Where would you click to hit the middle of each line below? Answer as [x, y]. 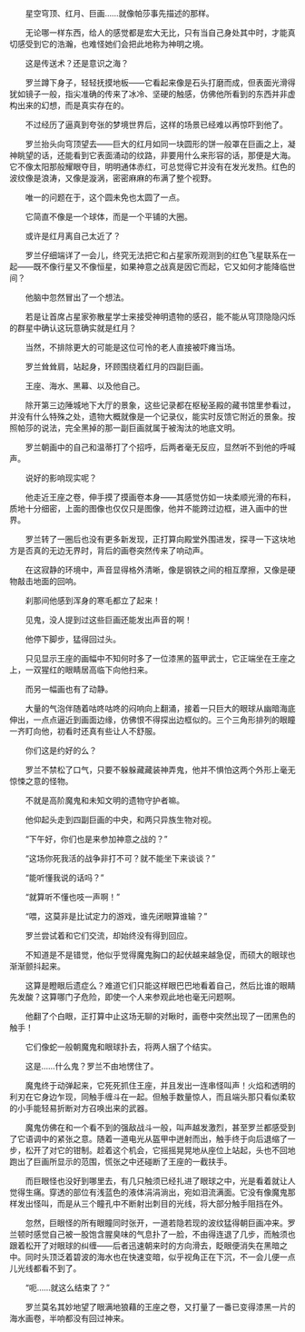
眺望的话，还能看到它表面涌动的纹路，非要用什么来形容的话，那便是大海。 [156, 155]
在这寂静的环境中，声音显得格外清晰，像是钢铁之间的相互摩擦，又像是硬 [160, 570]
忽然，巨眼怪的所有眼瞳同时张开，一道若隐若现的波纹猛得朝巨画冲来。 [156, 1223]
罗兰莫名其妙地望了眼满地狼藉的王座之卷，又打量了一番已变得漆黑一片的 [160, 1307]
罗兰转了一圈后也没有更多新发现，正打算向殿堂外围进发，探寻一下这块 [156, 539]
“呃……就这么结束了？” [68, 1287]
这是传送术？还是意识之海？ [77, 63]
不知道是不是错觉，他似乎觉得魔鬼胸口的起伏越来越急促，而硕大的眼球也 [160, 955]
